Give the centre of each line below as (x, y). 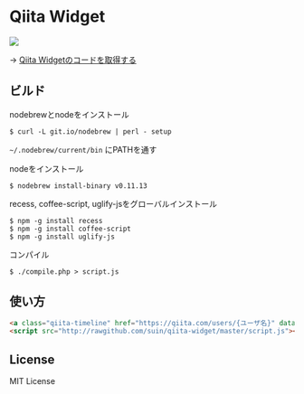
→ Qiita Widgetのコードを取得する (73, 60)
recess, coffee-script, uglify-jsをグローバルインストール (113, 203)
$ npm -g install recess (56, 220)
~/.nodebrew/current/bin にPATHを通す (83, 149)
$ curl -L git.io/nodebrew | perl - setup (90, 131)
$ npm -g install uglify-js (62, 237)
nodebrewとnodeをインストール (69, 114)
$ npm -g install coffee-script (70, 229)
